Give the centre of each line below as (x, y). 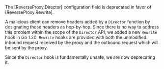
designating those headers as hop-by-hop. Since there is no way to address (82, 27)
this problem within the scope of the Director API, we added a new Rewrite (81, 32)
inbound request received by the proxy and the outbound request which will (82, 43)
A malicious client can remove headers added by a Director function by (78, 22)
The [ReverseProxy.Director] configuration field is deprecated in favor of (78, 7)
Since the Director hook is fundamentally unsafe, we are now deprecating (80, 57)
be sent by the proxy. (27, 48)
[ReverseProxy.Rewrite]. (29, 12)
